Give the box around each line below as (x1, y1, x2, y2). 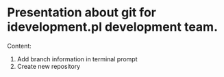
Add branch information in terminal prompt (16, 55, 138, 63)
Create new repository (16, 62, 81, 70)
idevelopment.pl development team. (7, 19, 218, 35)
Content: (7, 42, 32, 50)
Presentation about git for (7, 5, 156, 20)
